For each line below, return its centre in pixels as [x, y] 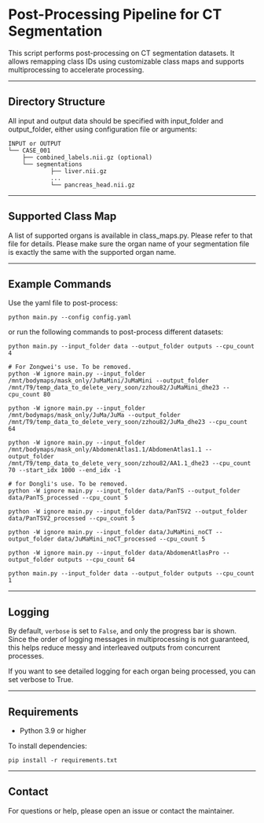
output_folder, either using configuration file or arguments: [103, 129]
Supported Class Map [62, 217]
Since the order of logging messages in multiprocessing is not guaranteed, [129, 640]
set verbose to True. [41, 680]
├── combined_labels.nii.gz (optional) [88, 157]
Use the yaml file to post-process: [63, 303]
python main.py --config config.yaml [70, 317]
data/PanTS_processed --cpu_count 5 [68, 498]
